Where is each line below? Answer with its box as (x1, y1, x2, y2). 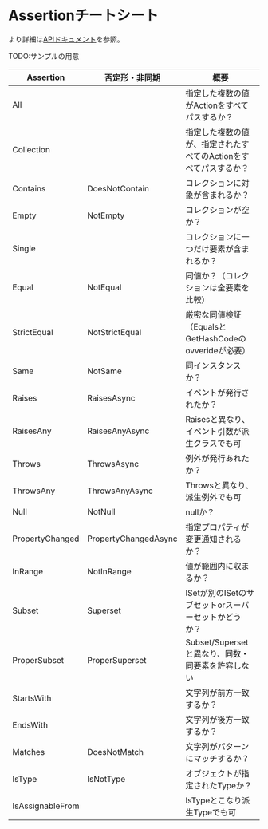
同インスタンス (185, 360, 242, 371)
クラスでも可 (193, 437, 242, 448)
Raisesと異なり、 (185, 413, 250, 424)
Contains (12, 183, 46, 194)
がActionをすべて (185, 100, 249, 111)
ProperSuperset (87, 654, 147, 665)
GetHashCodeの (185, 333, 246, 344)
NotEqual (87, 282, 122, 293)
